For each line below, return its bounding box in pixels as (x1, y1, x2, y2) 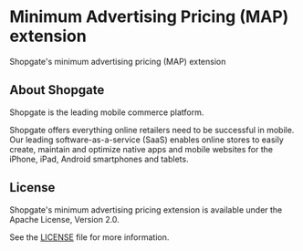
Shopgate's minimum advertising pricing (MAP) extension (9, 56, 226, 67)
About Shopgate (9, 82, 105, 98)
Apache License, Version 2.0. (9, 214, 120, 225)
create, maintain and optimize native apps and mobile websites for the (9, 143, 274, 154)
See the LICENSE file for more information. (9, 231, 170, 243)
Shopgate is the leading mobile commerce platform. (9, 107, 204, 118)
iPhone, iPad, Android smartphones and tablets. (9, 153, 189, 164)
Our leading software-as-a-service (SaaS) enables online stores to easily (9, 134, 285, 145)
